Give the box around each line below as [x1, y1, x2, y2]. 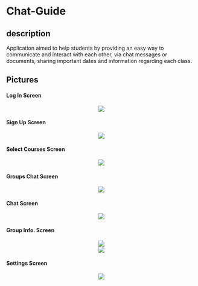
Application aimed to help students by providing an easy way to [6, 44, 164, 52]
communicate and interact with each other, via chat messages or [6, 51, 168, 58]
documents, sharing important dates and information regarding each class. [6, 58, 193, 64]
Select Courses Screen [6, 145, 65, 153]
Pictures [6, 75, 39, 85]
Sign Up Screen [6, 119, 46, 126]
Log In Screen [6, 91, 42, 99]
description [6, 28, 51, 39]
